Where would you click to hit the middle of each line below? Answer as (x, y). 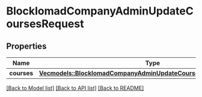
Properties (26, 46)
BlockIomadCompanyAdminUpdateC (100, 11)
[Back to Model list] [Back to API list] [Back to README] (75, 88)
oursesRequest (45, 24)
